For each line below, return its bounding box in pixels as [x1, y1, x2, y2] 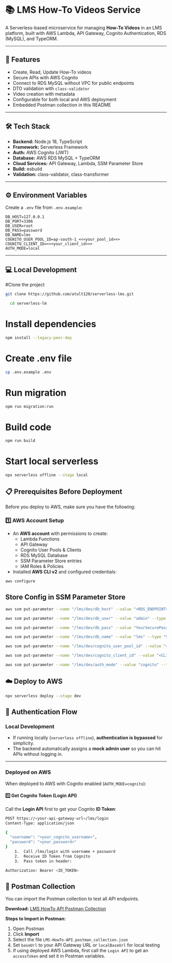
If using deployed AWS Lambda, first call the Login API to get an [12, 948, 148, 954]
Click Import [12, 931, 39, 937]
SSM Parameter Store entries [20, 558, 82, 564]
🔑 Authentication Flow [5, 708, 78, 716]
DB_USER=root [5, 223, 33, 229]
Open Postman [12, 925, 45, 932]
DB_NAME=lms [5, 233, 31, 238]
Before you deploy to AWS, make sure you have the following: [5, 504, 136, 510]
